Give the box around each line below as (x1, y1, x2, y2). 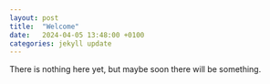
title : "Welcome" (9, 22, 79, 31)
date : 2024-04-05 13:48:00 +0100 (9, 30, 145, 39)
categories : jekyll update (9, 38, 112, 48)
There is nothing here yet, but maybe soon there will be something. (9, 64, 262, 75)
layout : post (9, 13, 59, 23)
